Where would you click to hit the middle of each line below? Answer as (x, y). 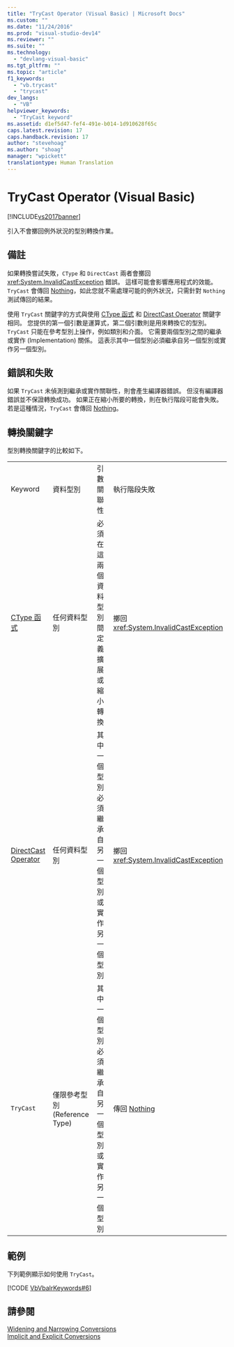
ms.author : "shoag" (36, 150)
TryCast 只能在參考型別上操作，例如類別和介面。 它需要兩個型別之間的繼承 (114, 331)
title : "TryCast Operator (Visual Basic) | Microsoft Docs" (96, 14)
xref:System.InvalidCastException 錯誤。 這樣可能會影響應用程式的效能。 (112, 282)
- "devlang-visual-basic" (51, 59)
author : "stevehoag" (37, 144)
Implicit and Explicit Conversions (54, 1336)
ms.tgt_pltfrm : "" (34, 66)
